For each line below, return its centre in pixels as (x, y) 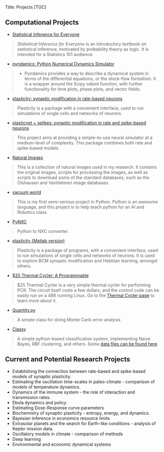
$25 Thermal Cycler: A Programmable (50, 275)
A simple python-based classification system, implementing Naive (84, 339)
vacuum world (27, 192)
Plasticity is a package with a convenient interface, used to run (80, 108)
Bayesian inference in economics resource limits (61, 418)
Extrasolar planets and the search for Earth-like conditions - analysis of (84, 423)
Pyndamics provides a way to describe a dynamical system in (86, 73)
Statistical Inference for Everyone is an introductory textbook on (82, 44)
